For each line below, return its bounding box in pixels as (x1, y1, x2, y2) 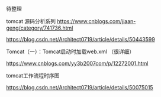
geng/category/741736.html (6, 24, 73, 31)
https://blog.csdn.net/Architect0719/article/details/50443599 (6, 36, 155, 43)
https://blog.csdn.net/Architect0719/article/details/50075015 (6, 84, 153, 90)
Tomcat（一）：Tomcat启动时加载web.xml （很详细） (6, 48, 135, 55)
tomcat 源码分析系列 (6, 18, 56, 25)
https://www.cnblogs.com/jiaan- (57, 18, 136, 25)
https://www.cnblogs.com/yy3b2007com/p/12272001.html (6, 60, 149, 67)
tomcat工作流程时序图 (6, 72, 60, 79)
